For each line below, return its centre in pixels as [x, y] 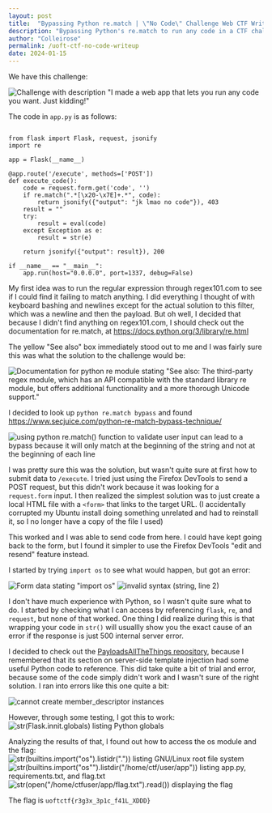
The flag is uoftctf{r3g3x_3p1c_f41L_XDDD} [80, 800]
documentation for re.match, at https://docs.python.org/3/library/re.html [129, 331]
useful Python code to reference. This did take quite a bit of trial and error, [132, 668]
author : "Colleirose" [45, 38]
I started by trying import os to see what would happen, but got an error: [130, 570]
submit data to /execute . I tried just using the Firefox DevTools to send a [128, 478]
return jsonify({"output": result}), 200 [93, 252]
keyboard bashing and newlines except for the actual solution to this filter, [132, 305]
